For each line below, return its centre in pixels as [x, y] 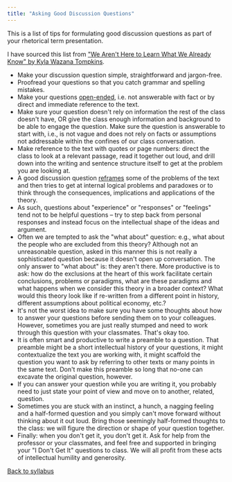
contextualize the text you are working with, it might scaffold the [109, 355]
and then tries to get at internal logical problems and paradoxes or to [115, 185]
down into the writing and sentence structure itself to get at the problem [120, 163]
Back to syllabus [30, 471]
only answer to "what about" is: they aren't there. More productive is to [118, 266]
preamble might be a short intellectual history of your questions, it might [120, 347]
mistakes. [31, 89]
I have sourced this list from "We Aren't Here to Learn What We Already [109, 54]
